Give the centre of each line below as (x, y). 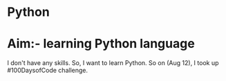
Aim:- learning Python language (101, 44)
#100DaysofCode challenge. (48, 71)
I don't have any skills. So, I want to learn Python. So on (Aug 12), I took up (113, 63)
